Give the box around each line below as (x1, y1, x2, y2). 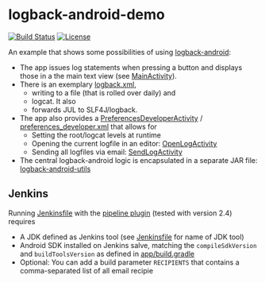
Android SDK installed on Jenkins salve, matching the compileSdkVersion (19, 240, 257, 250)
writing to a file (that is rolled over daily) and (31, 87, 176, 97)
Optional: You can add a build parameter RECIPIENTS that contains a (19, 257, 240, 267)
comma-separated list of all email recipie (19, 266, 153, 275)
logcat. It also (31, 96, 77, 106)
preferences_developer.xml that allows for (19, 122, 157, 131)
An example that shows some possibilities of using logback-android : (8, 47, 232, 56)
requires (8, 216, 36, 226)
